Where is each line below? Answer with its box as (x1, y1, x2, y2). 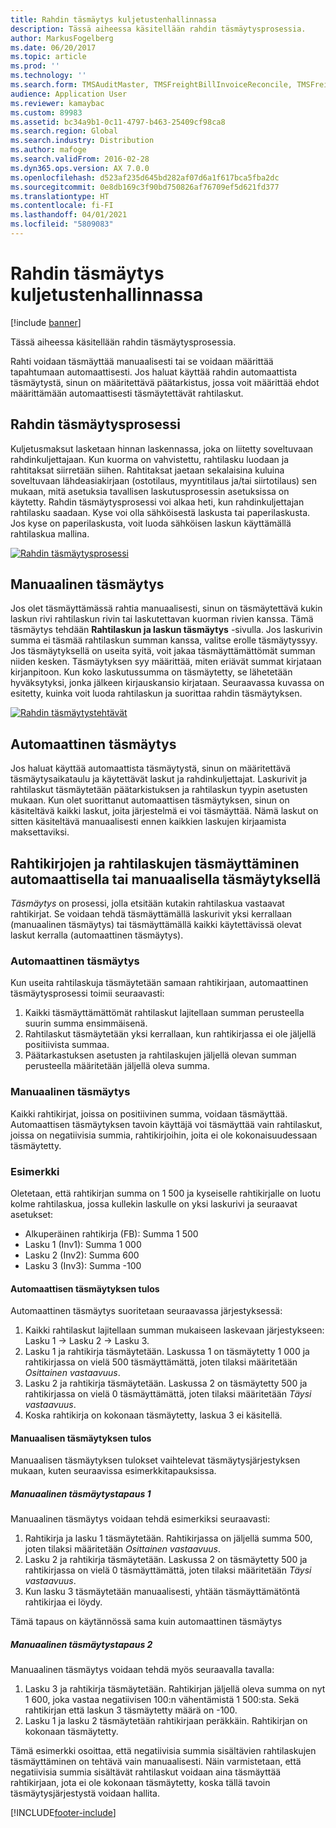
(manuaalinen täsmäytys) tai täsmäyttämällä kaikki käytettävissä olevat (10, 919, 302, 931)
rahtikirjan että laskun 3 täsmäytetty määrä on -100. (24, 1704, 238, 1716)
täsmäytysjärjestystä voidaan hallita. (10, 1787, 160, 1800)
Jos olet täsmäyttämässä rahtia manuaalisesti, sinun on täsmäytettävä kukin (10, 602, 323, 615)
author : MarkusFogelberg (10, 33, 114, 43)
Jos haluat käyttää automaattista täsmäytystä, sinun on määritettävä (10, 762, 292, 775)
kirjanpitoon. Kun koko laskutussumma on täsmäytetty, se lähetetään (10, 666, 293, 678)
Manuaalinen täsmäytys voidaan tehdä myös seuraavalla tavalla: (10, 1664, 275, 1676)
